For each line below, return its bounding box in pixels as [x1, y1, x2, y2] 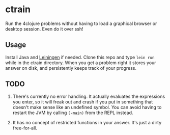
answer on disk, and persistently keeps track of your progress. [5, 65, 136, 71]
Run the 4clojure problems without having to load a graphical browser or [5, 20, 157, 26]
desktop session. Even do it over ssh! [5, 25, 83, 32]
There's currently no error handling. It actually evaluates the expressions [12, 93, 165, 99]
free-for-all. [12, 125, 37, 131]
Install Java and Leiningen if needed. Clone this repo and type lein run [5, 54, 155, 60]
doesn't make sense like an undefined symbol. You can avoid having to [12, 104, 162, 110]
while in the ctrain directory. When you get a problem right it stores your [5, 60, 156, 66]
